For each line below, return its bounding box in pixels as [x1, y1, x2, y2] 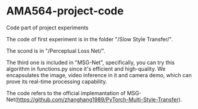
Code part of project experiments [6, 24, 89, 31]
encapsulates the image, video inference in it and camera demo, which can [6, 71, 192, 78]
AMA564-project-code [6, 4, 124, 18]
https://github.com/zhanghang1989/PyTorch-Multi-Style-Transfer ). [17, 96, 182, 103]
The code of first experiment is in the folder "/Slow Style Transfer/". [6, 35, 173, 43]
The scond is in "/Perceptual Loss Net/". [6, 47, 106, 54]
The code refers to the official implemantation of [6, 89, 126, 96]
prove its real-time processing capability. [6, 78, 107, 85]
